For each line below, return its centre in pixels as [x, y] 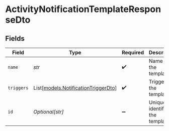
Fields [15, 38]
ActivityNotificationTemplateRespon [83, 9]
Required [133, 52]
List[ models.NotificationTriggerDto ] [75, 88]
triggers [18, 88]
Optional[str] [49, 112]
